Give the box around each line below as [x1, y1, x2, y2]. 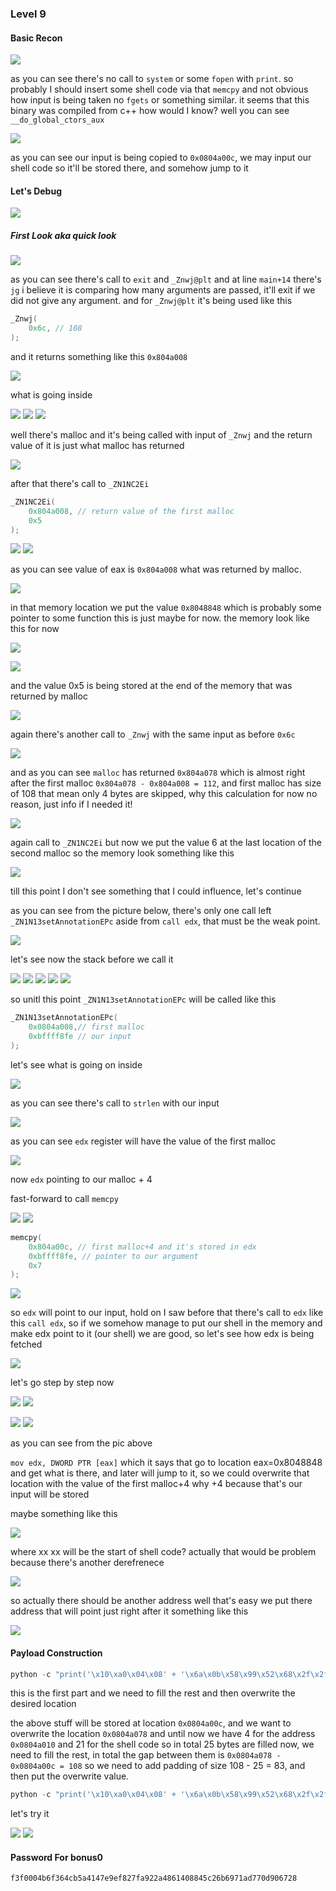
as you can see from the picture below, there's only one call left [10, 905, 272, 917]
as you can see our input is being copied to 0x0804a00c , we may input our [10, 152, 312, 164]
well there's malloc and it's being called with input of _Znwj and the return [10, 428, 313, 441]
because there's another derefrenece [10, 1557, 165, 1569]
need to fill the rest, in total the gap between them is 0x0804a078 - [10, 1749, 282, 1761]
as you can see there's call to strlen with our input [10, 1097, 220, 1109]
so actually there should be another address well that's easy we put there [10, 1595, 313, 1607]
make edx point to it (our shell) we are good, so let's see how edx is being [10, 1328, 315, 1340]
